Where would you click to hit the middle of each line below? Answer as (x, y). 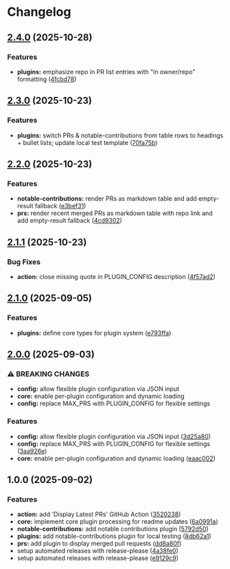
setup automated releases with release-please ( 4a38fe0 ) (97, 551)
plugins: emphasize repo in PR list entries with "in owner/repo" (106, 71)
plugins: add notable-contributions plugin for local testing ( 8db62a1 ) (114, 536)
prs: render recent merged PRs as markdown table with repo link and (115, 213)
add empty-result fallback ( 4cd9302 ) (69, 221)
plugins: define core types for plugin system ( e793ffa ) (94, 333)
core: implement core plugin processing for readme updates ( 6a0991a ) (117, 522)
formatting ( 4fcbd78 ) (47, 79)
